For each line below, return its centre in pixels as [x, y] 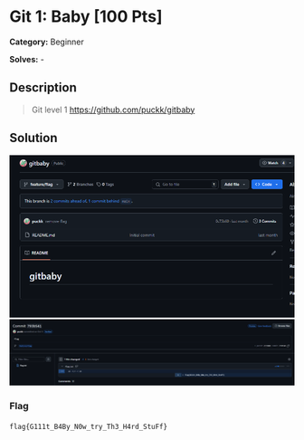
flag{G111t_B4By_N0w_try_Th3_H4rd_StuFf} [89, 426]
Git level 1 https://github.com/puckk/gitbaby [113, 110]
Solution [33, 138]
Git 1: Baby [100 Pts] [86, 17]
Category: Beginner [47, 42]
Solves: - [27, 59]
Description [43, 88]
